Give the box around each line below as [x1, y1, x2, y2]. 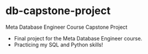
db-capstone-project [5, 4, 111, 18]
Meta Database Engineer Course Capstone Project [5, 23, 127, 31]
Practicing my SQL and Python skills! [14, 41, 103, 48]
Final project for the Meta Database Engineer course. [14, 35, 143, 42]
